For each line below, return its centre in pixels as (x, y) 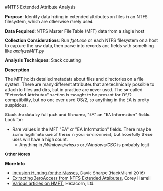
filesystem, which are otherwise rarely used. (49, 22)
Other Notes (18, 154)
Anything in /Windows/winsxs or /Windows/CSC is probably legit (84, 145)
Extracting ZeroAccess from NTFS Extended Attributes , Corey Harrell (81, 178)
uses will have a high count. (40, 139)
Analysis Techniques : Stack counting (43, 60)
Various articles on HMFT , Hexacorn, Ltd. (53, 183)
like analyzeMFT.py (25, 51)
